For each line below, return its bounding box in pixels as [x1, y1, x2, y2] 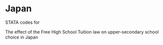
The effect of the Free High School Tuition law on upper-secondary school [5, 29, 159, 35]
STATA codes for [5, 19, 40, 25]
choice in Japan [5, 34, 39, 40]
